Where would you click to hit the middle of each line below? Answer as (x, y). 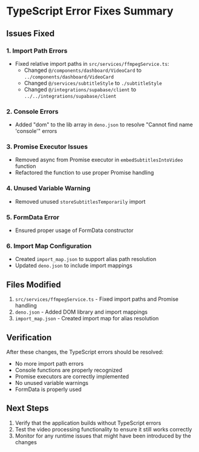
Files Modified (34, 284)
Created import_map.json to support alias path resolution (86, 259)
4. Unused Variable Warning (48, 189)
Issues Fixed (31, 34)
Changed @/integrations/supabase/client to (80, 89)
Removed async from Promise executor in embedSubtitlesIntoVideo (99, 160)
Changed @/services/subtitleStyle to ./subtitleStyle (93, 83)
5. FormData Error (33, 217)
